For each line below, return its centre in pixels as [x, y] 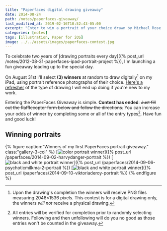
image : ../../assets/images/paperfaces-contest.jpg [60, 42]
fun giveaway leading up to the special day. [50, 66]
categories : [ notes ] [27, 33]
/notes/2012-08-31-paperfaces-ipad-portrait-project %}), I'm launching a [80, 61]
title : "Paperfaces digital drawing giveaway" [54, 10]
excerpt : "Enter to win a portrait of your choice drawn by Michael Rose [83, 28]
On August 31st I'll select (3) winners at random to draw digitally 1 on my [79, 76]
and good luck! [20, 119]
